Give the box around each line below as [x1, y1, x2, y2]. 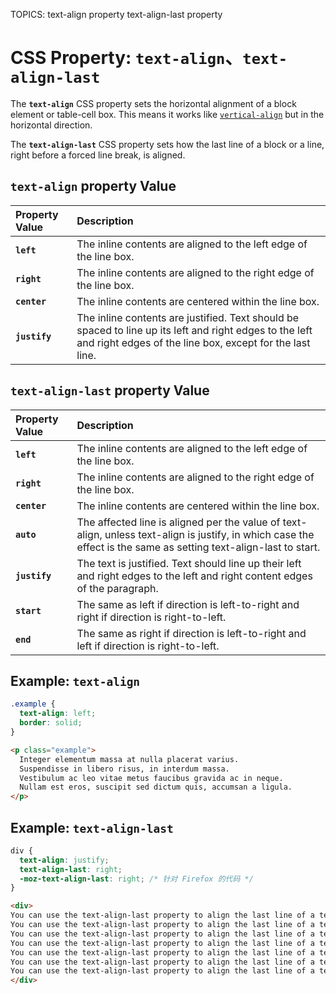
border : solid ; [19, 718, 83, 728]
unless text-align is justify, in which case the [104, 527, 315, 541]
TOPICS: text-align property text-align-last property [10, 9, 223, 20]
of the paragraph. [76, 581, 159, 595]
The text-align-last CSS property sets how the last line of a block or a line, [10, 138, 325, 150]
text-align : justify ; [19, 855, 110, 865]
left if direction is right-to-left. [76, 639, 220, 653]
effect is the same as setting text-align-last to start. [76, 540, 321, 554]
